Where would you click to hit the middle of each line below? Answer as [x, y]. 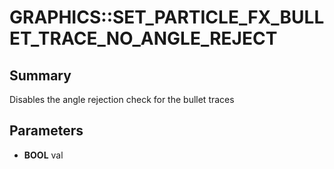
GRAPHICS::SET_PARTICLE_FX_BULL [167, 17]
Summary [40, 75]
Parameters [46, 131]
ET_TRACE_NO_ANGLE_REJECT [143, 38]
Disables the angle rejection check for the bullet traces [122, 99]
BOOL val [43, 155]
